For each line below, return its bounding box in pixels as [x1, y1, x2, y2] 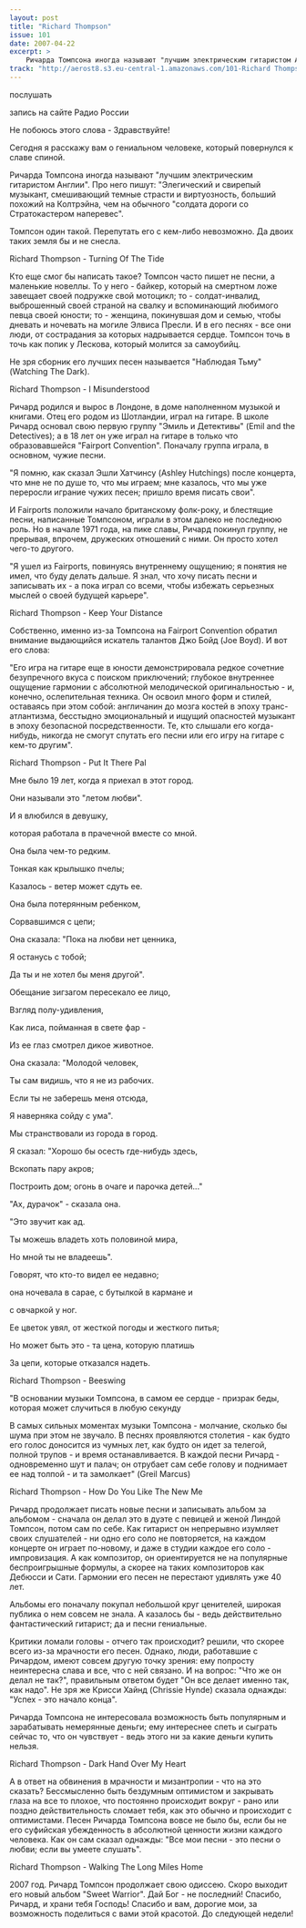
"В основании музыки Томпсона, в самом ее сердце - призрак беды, [9, 1392, 280, 1403]
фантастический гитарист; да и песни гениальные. [9, 1618, 208, 1629]
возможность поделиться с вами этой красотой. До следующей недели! [9, 1908, 294, 1919]
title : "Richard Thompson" [9, 22, 112, 31]
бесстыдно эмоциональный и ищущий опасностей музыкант [58, 710, 296, 721]
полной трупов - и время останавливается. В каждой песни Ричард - [9, 1449, 280, 1460]
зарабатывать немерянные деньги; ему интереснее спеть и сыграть [9, 1721, 278, 1732]
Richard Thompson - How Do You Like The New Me [9, 1486, 203, 1497]
